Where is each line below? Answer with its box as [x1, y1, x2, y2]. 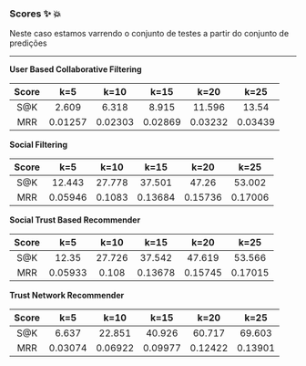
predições [9, 37, 47, 48]
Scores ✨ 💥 [9, 7, 62, 20]
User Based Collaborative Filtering [9, 64, 143, 75]
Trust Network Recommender [9, 290, 125, 301]
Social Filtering [9, 140, 68, 151]
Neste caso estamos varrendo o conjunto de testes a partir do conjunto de [9, 28, 290, 39]
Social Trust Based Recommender [9, 214, 141, 225]
